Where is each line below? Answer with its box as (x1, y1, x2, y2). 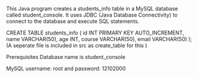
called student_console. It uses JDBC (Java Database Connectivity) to (6, 11, 178, 18)
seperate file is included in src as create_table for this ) (12, 42, 147, 49)
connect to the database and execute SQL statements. (6, 18, 140, 24)
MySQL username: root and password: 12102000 (6, 65, 126, 72)
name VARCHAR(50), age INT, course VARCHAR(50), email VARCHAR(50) (6, 36, 187, 42)
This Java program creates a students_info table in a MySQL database (6, 5, 178, 12)
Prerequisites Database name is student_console (6, 54, 126, 60)
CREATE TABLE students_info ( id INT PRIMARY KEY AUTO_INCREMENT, (6, 29, 184, 36)
